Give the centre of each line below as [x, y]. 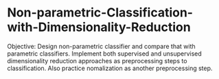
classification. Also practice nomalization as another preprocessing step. [110, 68]
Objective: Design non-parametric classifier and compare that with [101, 46]
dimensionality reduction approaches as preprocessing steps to [97, 60]
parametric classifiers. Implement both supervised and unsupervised [105, 54]
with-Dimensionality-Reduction [99, 27]
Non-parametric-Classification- [100, 13]
